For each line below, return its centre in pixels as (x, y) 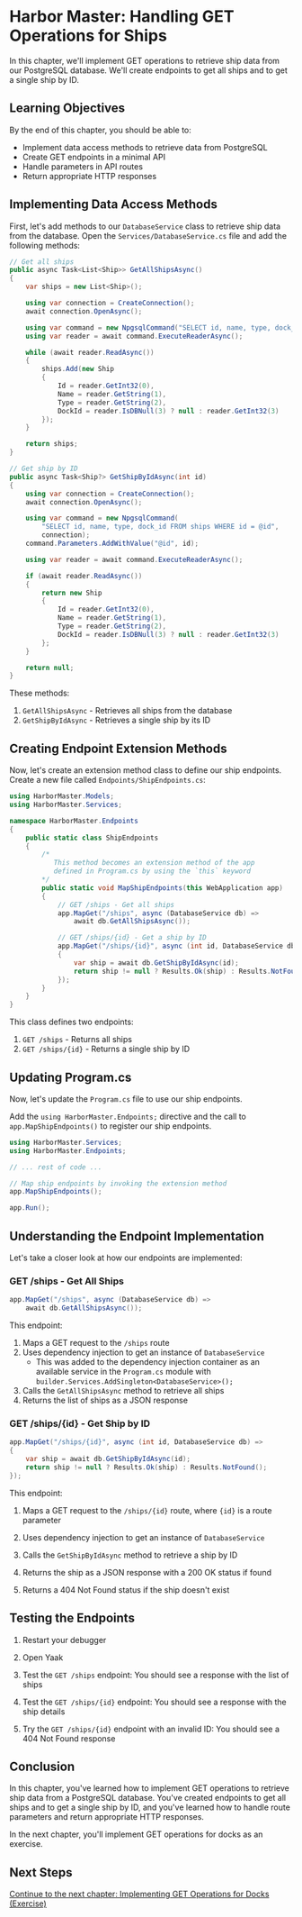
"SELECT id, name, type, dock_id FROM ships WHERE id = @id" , (160, 527)
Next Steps (41, 1872)
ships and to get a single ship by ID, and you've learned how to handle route (150, 1807)
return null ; (50, 668)
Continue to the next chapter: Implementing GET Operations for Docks (139, 1894)
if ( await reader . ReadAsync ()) (84, 576)
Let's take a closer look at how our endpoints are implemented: (126, 1258)
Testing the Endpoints (72, 1618)
